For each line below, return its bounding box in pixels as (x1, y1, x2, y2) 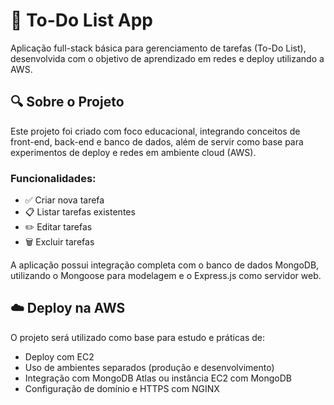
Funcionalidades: (10, 171, 97, 185)
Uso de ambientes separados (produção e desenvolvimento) (24, 361, 275, 373)
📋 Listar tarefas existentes (24, 206, 136, 218)
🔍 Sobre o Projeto (10, 94, 125, 111)
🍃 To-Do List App (10, 9, 153, 32)
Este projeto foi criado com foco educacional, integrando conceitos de (10, 125, 301, 137)
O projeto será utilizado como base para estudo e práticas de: (10, 331, 265, 343)
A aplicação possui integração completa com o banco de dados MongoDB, (10, 259, 320, 271)
